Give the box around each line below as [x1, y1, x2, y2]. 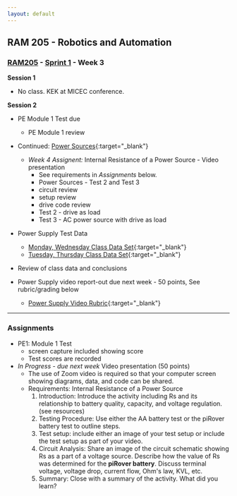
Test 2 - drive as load [38, 208, 101, 217]
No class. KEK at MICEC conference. [17, 87, 125, 96]
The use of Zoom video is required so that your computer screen [28, 369, 217, 377]
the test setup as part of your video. [38, 437, 143, 445]
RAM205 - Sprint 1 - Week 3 [7, 57, 104, 67]
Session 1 [7, 73, 36, 82]
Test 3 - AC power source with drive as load [38, 216, 167, 224]
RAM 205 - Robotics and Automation [7, 37, 172, 49]
